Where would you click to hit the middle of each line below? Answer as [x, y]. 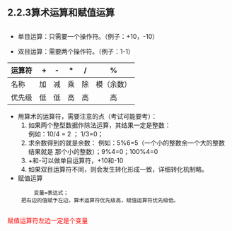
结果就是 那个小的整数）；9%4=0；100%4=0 [93, 151]
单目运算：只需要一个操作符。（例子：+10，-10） [88, 36]
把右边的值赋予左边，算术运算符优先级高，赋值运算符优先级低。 [100, 200]
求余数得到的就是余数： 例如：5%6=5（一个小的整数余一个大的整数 [126, 143]
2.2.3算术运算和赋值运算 [61, 13]
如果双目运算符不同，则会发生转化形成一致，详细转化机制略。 [118, 169]
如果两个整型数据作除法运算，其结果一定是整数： [99, 125]
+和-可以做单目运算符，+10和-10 [76, 160]
